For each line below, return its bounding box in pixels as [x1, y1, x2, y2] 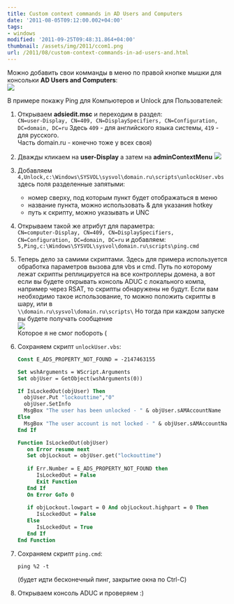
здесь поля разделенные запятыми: [17, 180, 126, 188]
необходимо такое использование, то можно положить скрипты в [17, 292, 217, 301]
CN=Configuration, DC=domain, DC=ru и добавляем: [17, 235, 166, 243]
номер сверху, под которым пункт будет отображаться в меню [27, 193, 218, 201]
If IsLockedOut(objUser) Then [17, 387, 106, 395]
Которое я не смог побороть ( [17, 329, 107, 337]
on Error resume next [27, 445, 90, 453]
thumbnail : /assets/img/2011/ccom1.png [7, 43, 124, 50]
